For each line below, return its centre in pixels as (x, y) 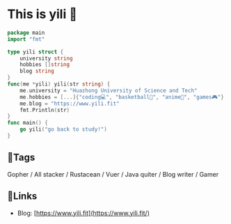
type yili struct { (35, 51)
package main (26, 33)
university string (46, 58)
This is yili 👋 (42, 14)
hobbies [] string (45, 65)
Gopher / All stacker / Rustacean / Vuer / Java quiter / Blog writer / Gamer (113, 174)
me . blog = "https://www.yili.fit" (70, 104)
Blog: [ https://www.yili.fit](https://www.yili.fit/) (83, 213)
